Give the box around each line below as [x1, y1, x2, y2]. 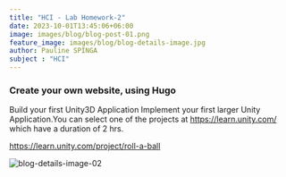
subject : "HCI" [9, 55, 70, 63]
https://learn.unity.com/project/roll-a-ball [9, 140, 161, 152]
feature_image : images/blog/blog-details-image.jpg [9, 38, 206, 47]
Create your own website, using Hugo [9, 84, 176, 97]
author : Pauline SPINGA [9, 46, 98, 55]
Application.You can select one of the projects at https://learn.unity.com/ [9, 114, 277, 125]
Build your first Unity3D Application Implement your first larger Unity [9, 105, 261, 115]
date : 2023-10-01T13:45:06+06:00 [9, 21, 134, 30]
